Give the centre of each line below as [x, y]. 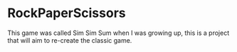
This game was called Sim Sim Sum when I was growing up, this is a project [118, 33]
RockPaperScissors [67, 13]
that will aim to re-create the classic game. [70, 40]
